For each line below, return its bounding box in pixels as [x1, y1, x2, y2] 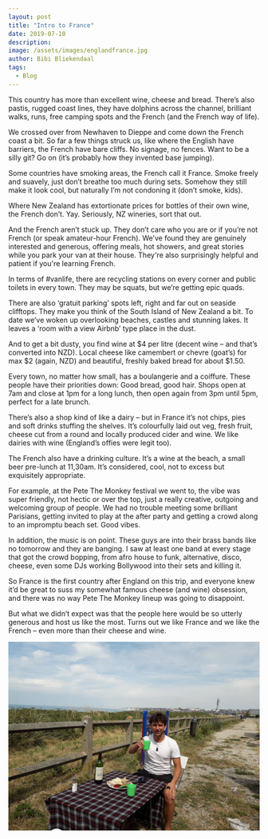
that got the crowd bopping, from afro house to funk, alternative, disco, [8, 552, 242, 562]
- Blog [15, 72, 37, 80]
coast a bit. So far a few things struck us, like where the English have [8, 136, 235, 145]
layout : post [8, 13, 52, 21]
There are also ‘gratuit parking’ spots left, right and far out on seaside [8, 298, 237, 308]
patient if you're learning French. [8, 258, 116, 268]
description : [8, 38, 52, 46]
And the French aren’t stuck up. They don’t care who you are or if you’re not [8, 225, 258, 234]
